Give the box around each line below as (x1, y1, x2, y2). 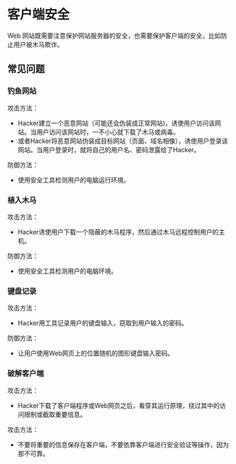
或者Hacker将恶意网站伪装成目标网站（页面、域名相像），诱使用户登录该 (17, 136, 228, 145)
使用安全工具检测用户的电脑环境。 (17, 266, 118, 275)
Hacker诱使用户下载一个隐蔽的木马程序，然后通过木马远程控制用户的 (17, 227, 219, 236)
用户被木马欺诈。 (13, 40, 64, 48)
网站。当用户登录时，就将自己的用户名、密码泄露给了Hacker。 (17, 145, 201, 153)
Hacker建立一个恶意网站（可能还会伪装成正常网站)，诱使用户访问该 (17, 119, 215, 127)
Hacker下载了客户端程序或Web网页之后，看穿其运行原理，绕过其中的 (17, 401, 220, 409)
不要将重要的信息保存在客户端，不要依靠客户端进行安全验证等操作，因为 (17, 440, 229, 448)
